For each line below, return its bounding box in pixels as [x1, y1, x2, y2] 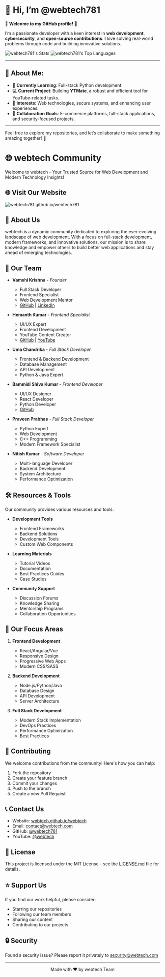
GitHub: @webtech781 [12, 828, 57, 834]
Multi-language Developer [19, 460, 73, 467]
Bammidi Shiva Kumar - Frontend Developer [12, 381, 103, 387]
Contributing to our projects [12, 922, 69, 927]
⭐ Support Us [5, 881, 47, 889]
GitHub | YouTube [19, 337, 55, 343]
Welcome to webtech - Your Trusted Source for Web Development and [5, 169, 148, 175]
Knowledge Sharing [19, 600, 60, 606]
